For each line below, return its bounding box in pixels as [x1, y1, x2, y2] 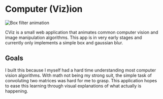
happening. [5, 88, 28, 94]
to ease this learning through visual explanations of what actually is [5, 83, 142, 89]
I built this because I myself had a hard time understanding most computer [5, 67, 156, 73]
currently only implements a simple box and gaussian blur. [5, 39, 123, 45]
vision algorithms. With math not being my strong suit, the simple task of [5, 72, 152, 78]
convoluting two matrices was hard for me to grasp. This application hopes [5, 77, 157, 83]
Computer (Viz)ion [5, 3, 83, 15]
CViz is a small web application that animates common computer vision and [5, 29, 159, 35]
